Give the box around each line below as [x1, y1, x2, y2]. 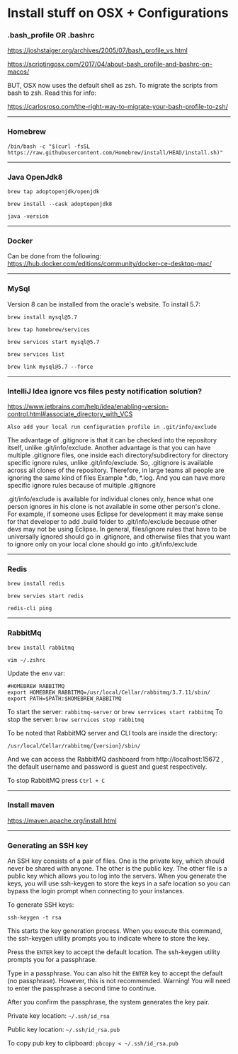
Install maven [7, 800, 55, 810]
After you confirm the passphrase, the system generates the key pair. [7, 998, 210, 1007]
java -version [7, 213, 50, 220]
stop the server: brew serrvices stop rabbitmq [7, 715, 144, 723]
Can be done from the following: [7, 252, 101, 260]
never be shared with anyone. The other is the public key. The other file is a [7, 864, 228, 873]
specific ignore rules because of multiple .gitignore [7, 481, 156, 489]
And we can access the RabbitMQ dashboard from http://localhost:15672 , [7, 755, 224, 763]
